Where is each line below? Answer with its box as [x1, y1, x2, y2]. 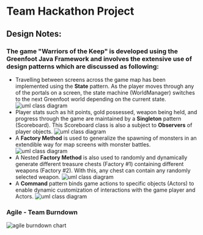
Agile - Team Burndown [6, 208, 78, 216]
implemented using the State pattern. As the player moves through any [15, 82, 194, 90]
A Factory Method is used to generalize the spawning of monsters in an [15, 134, 197, 142]
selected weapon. [15, 173, 61, 181]
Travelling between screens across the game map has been [15, 76, 166, 83]
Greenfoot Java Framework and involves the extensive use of [6, 54, 193, 63]
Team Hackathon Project [6, 4, 135, 18]
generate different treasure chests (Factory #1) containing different [15, 160, 184, 167]
